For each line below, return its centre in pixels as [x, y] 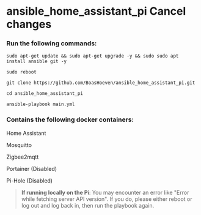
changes [29, 24]
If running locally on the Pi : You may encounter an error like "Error [105, 192]
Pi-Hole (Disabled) [30, 180]
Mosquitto [19, 145]
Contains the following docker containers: [70, 119]
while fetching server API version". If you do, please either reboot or [107, 199]
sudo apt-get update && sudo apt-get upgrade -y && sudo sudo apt [93, 56]
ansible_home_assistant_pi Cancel [96, 11]
